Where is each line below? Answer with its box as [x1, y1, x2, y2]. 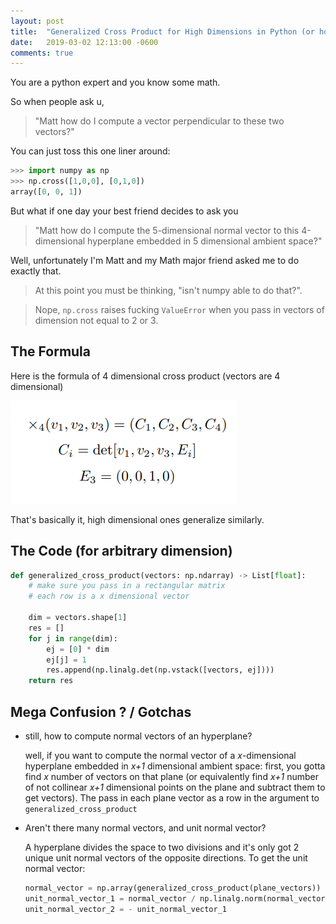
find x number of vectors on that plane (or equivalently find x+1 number [24, 770, 319, 782]
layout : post [10, 16, 65, 26]
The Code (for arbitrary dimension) [10, 543, 233, 560]
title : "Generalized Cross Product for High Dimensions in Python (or [10, 26, 315, 37]
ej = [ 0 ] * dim [46, 644, 110, 654]
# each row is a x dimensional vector [28, 591, 190, 602]
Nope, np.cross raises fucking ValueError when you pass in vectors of [34, 303, 325, 315]
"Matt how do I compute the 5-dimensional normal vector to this [34, 224, 300, 236]
